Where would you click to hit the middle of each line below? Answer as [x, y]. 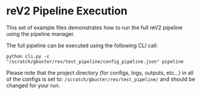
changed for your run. [33, 85]
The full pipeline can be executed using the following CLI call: [82, 45]
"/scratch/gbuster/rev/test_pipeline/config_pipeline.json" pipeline [95, 62]
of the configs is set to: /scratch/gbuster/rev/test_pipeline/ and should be [101, 79]
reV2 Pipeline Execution [67, 11]
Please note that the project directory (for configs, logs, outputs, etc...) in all [100, 72]
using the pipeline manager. [40, 33]
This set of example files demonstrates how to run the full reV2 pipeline [94, 27]
